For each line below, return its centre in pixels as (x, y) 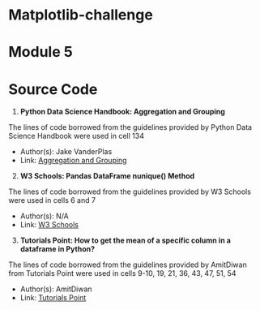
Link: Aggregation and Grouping (73, 161)
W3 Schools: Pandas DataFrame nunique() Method (107, 176)
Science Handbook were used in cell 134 (76, 136)
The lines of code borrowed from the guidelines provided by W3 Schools (130, 192)
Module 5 (40, 52)
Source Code (53, 89)
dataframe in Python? (58, 249)
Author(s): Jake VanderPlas (66, 152)
